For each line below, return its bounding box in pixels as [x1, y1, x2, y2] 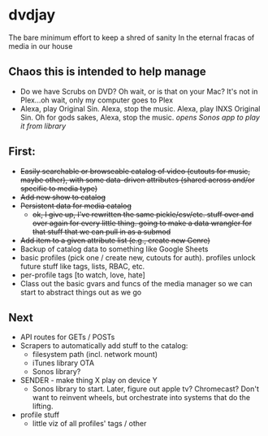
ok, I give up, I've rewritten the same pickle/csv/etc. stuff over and [32, 209, 254, 219]
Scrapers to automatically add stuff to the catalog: [19, 341, 188, 351]
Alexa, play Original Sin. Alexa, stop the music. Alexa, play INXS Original [19, 103, 261, 113]
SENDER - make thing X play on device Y [19, 376, 158, 386]
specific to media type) [19, 183, 98, 193]
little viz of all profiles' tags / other [32, 419, 147, 429]
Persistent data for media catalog [19, 201, 132, 211]
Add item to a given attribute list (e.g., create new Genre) [19, 235, 211, 245]
